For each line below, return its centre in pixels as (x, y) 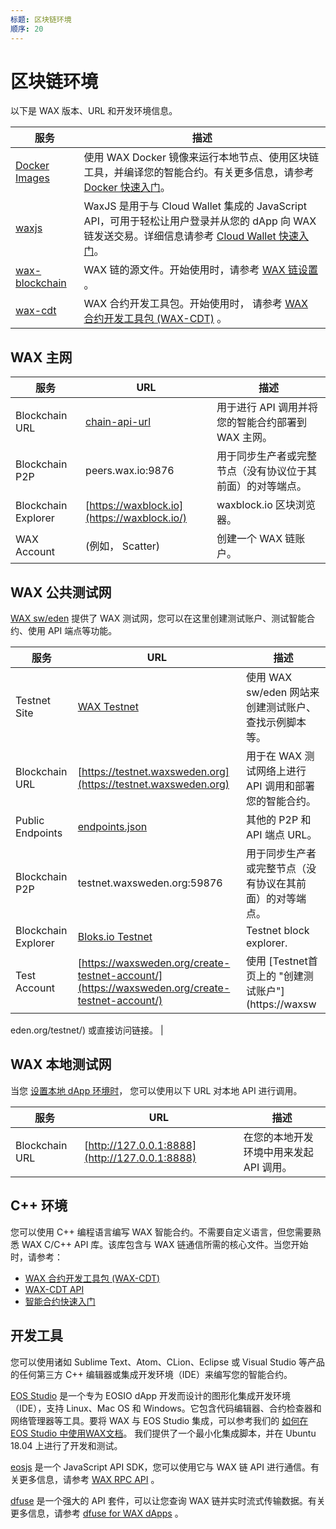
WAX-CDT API (54, 1289)
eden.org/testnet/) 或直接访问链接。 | (87, 1030)
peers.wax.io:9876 (130, 471)
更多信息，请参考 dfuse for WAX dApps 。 (97, 1513)
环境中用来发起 (278, 1152)
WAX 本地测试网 (61, 1064)
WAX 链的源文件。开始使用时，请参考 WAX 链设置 (201, 270)
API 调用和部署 (280, 786)
